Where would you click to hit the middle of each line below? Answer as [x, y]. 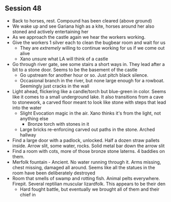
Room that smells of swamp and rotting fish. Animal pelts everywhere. [86, 178]
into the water [27, 107]
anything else [34, 118]
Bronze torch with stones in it [58, 124]
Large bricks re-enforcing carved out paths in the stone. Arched [87, 129]
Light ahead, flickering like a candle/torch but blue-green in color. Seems [89, 91]
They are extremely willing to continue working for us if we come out [92, 48]
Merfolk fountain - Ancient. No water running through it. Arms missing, [87, 162]
